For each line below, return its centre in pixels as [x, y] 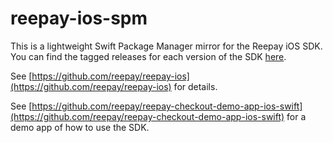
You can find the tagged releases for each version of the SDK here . [148, 56]
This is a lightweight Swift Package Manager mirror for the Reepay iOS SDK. [166, 46]
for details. [195, 86]
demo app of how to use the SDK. [80, 127]
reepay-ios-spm [79, 18]
